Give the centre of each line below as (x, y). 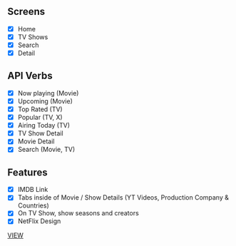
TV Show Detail (40, 133)
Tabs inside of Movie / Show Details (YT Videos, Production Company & (123, 198)
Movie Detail (36, 141)
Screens (26, 12)
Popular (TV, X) (40, 118)
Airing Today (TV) (43, 125)
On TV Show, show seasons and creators (78, 213)
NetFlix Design (39, 221)
